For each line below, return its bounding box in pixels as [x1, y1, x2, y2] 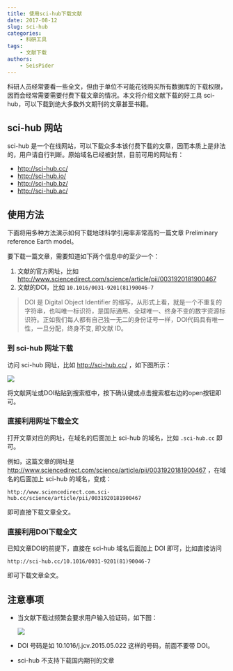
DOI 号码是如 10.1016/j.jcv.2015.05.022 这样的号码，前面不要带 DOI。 [17, 641, 214, 649]
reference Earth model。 [7, 237, 78, 246]
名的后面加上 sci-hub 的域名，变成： [7, 474, 113, 482]
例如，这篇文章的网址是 [7, 457, 74, 465]
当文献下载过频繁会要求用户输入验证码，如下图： [17, 613, 158, 621]
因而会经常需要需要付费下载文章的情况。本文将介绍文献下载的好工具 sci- [7, 91, 216, 99]
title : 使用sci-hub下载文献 [7, 10, 82, 17]
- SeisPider [19, 62, 54, 69]
